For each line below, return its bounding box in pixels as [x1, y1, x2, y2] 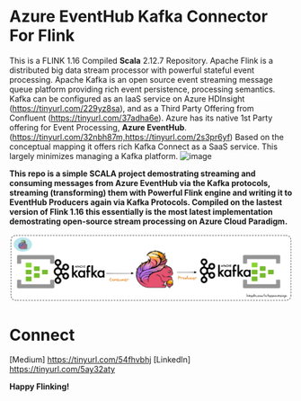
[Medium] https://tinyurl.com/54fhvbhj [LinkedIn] [9, 354, 191, 365]
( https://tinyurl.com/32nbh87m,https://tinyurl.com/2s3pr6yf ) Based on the [9, 131, 285, 142]
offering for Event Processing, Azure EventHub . [9, 121, 187, 132]
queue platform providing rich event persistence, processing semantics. [9, 84, 276, 94]
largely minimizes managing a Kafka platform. [9, 150, 179, 161]
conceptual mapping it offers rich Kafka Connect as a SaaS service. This [9, 141, 279, 152]
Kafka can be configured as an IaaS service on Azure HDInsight [9, 93, 245, 104]
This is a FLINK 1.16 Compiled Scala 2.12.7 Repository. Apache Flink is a [9, 55, 274, 66]
